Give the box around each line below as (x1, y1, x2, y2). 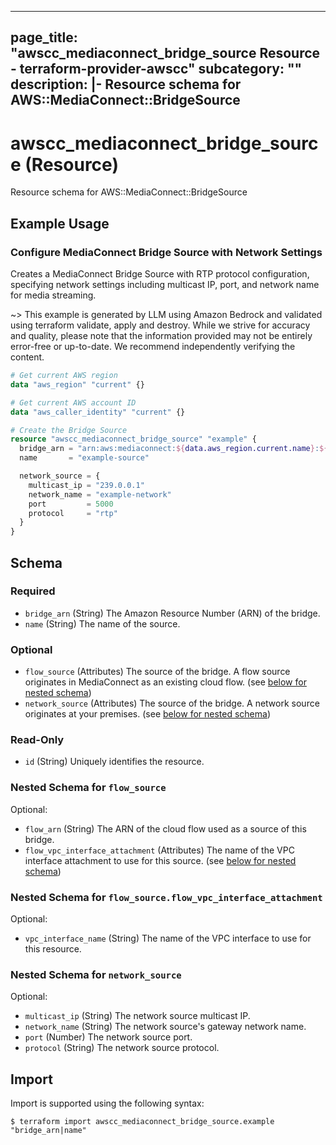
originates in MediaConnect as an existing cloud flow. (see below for (24, 676, 307, 688)
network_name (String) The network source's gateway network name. (24, 1021, 307, 1033)
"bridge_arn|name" (10, 1126, 87, 1136)
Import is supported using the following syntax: (10, 1097, 205, 1110)
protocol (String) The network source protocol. (24, 1042, 220, 1054)
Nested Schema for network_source (10, 967, 182, 981)
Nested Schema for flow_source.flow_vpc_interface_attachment (10, 890, 323, 904)
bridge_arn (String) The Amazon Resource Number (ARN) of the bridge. (24, 607, 321, 619)
